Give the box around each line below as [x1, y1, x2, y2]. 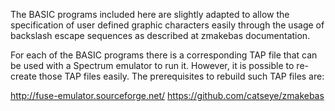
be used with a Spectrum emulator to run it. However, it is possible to [10, 60, 295, 71]
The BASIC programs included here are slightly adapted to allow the [10, 9, 290, 20]
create [10, 70, 37, 82]
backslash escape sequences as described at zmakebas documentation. [10, 30, 311, 41]
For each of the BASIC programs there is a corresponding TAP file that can [10, 49, 318, 61]
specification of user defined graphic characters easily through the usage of [10, 19, 325, 31]
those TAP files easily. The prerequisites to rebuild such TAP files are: [38, 70, 325, 82]
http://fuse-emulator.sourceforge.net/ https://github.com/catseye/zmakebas [10, 90, 325, 101]
